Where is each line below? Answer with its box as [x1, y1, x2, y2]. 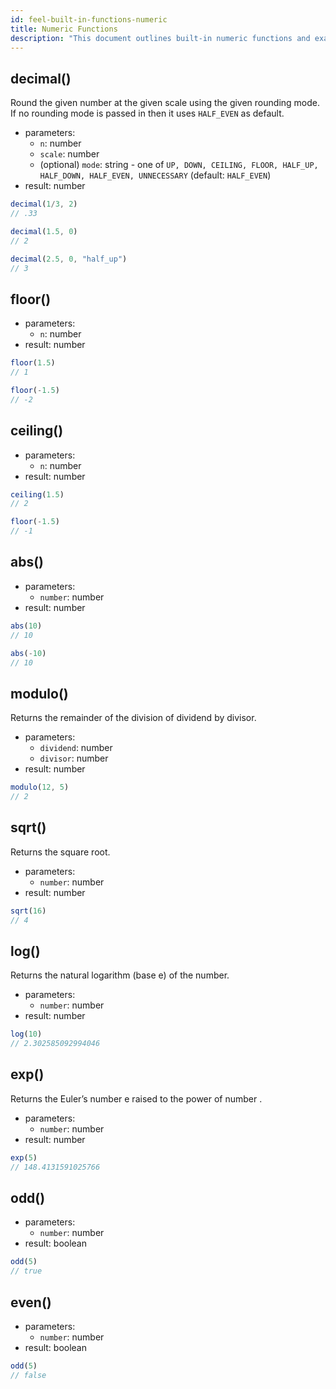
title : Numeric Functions [10, 24, 118, 34]
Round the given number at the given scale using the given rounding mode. [10, 97, 320, 109]
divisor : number [39, 752, 109, 765]
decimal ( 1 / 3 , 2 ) [10, 199, 78, 210]
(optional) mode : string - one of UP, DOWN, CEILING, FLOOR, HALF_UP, [39, 159, 319, 171]
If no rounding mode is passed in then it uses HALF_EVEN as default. [10, 107, 285, 120]
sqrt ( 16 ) [10, 906, 47, 916]
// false [10, 1370, 47, 1380]
